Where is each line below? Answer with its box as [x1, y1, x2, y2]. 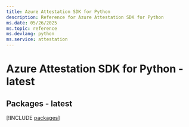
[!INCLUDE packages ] [6, 114, 60, 121]
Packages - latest [6, 98, 73, 109]
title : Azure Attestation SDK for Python [6, 8, 111, 15]
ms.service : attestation [6, 36, 68, 42]
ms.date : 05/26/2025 [6, 20, 58, 26]
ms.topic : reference [6, 25, 58, 32]
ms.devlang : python [6, 31, 55, 37]
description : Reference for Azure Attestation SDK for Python [6, 14, 164, 20]
